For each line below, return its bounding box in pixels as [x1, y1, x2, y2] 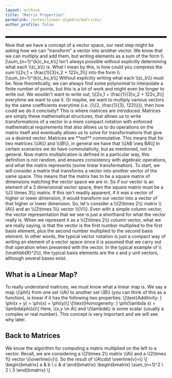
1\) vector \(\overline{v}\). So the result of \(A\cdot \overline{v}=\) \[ [5, 356, 147, 362]
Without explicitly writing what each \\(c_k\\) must [59, 75, 164, 81]
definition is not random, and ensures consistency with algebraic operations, [5, 157, 167, 163]
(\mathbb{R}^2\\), [5, 250, 42, 256]
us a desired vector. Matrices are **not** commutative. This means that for [5, 135, 164, 141]
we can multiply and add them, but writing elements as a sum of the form [5, 53, 160, 59]
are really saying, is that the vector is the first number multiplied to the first [5, 222, 163, 229]
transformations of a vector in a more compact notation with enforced [5, 119, 153, 125]
